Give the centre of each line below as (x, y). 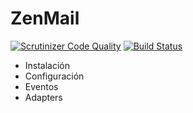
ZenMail (45, 18)
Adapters (43, 97)
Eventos (41, 86)
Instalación (47, 65)
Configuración (54, 76)
